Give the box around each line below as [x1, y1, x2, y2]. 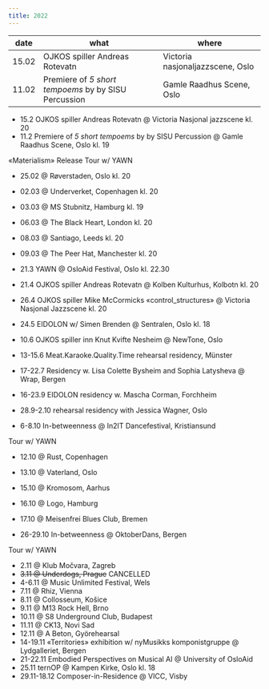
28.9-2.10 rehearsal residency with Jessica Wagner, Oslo [19, 405, 208, 415]
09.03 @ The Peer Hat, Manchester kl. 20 [19, 248, 158, 258]
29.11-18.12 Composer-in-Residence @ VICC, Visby [19, 671, 188, 681]
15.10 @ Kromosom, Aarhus [19, 482, 110, 493]
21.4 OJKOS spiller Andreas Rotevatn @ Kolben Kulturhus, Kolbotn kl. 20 [19, 280, 259, 289]
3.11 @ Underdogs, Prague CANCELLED [19, 569, 151, 578]
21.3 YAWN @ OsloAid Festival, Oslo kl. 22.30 [19, 264, 170, 273]
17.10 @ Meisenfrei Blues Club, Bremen [19, 514, 148, 523]
